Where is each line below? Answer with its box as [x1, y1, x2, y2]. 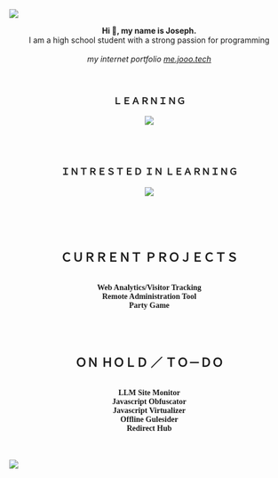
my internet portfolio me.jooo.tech [87, 53, 211, 64]
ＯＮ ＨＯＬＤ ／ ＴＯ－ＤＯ [75, 355, 224, 370]
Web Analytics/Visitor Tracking [97, 283, 202, 293]
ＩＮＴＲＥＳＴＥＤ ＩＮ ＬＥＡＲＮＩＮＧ [60, 166, 238, 178]
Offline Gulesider [120, 415, 179, 425]
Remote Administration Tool [101, 292, 197, 302]
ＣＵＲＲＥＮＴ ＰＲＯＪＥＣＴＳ [60, 249, 238, 265]
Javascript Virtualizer [112, 406, 187, 416]
